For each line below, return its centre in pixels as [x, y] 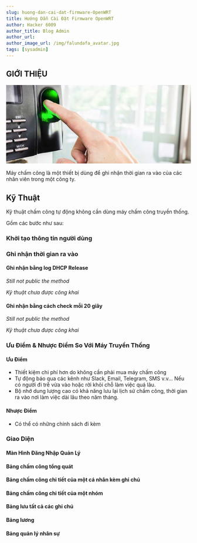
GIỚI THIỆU [27, 74]
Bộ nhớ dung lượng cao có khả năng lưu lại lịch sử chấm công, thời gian [101, 391]
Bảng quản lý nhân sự [33, 533]
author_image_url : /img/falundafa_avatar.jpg [62, 43]
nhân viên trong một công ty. [41, 179]
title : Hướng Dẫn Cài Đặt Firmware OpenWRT [60, 18]
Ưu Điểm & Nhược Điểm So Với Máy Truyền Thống [78, 345]
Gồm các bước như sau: [35, 223]
